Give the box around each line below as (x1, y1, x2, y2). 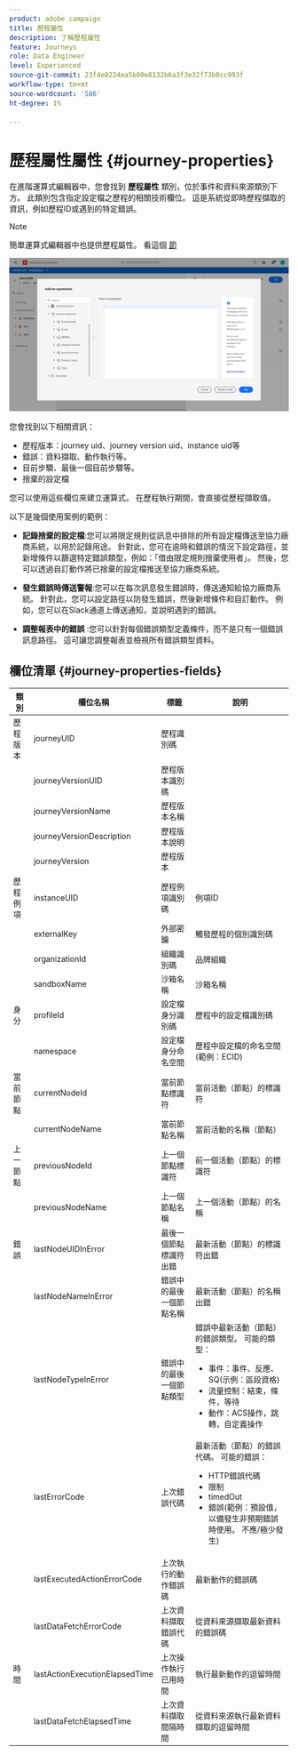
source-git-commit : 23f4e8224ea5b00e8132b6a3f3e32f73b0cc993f (9, 71, 244, 80)
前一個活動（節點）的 (194, 1155, 273, 1166)
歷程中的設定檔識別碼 (194, 1010, 273, 1021)
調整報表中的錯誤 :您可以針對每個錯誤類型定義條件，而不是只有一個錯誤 (21, 623, 284, 635)
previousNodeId (34, 1160, 93, 1171)
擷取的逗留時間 (194, 1721, 250, 1733)
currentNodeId (34, 1087, 88, 1098)
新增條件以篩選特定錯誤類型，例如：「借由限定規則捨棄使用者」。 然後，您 (21, 552, 289, 564)
